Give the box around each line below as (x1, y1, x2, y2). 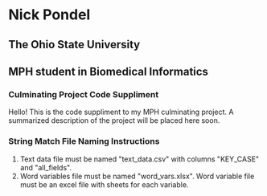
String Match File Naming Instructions (8, 136, 160, 147)
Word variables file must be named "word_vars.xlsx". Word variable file (19, 171, 255, 181)
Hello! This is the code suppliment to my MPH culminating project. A (8, 107, 234, 117)
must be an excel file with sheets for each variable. (19, 179, 189, 190)
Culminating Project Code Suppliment (8, 88, 159, 100)
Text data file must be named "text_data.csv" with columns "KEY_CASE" (19, 154, 260, 164)
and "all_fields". (19, 162, 72, 172)
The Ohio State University (8, 38, 141, 51)
